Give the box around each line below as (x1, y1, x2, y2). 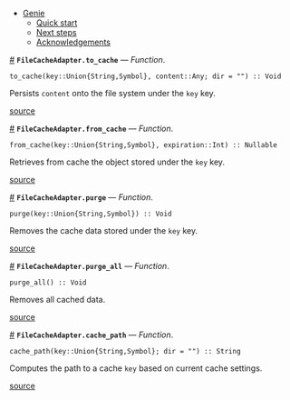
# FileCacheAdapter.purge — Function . (9, 192, 154, 203)
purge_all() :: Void (9, 278, 88, 287)
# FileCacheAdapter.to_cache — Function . (9, 55, 166, 65)
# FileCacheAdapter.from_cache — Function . (9, 123, 174, 134)
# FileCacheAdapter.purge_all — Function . (9, 261, 169, 271)
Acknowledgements (35, 36, 111, 47)
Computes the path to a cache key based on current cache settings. (9, 363, 263, 374)
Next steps (35, 27, 77, 37)
